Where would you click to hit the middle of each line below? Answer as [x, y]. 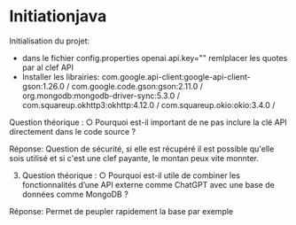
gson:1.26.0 [43, 86]
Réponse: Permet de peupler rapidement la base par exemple [121, 211]
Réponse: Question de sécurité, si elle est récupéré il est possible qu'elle [142, 149]
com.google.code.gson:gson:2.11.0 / [137, 86]
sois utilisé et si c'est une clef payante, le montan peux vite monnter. [134, 158]
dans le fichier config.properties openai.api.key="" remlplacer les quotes [155, 58]
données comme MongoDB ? [75, 194]
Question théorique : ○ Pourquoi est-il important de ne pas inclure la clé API [148, 122]
